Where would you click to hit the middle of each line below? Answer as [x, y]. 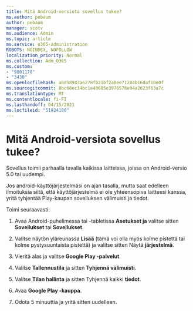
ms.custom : [19, 66]
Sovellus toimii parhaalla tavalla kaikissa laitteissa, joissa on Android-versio [97, 168]
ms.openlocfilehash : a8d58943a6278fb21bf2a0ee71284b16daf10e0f [85, 83]
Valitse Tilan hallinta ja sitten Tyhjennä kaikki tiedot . [78, 279]
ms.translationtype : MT [35, 94]
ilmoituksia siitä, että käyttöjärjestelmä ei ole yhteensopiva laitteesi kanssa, [96, 192]
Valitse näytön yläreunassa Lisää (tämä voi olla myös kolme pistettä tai [100, 239]
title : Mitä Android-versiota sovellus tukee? [64, 11]
